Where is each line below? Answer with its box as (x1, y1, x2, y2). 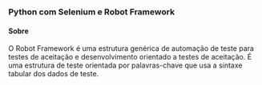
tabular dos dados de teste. (8, 69, 99, 79)
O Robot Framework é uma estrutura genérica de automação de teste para (8, 44, 255, 53)
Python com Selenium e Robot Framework (8, 6, 175, 17)
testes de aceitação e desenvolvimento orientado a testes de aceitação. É (8, 52, 252, 62)
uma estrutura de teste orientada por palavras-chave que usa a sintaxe (8, 60, 243, 70)
